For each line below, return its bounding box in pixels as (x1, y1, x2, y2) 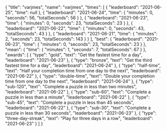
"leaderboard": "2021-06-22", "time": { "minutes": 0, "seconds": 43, (5, 25, 145, 31)
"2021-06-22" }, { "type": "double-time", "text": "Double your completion (5, 73, 155, 79)
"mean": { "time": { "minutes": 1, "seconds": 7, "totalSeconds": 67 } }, (5, 47, 147, 52)
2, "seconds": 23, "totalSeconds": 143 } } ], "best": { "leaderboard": (5, 36, 144, 42)
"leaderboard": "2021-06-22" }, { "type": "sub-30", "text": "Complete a (5, 105, 151, 111)
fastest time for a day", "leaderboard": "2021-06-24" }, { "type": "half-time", (5, 62, 161, 68)
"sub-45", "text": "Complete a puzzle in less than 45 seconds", (5, 100, 135, 105)
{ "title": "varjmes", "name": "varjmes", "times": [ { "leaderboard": (5, 4, 140, 10)
